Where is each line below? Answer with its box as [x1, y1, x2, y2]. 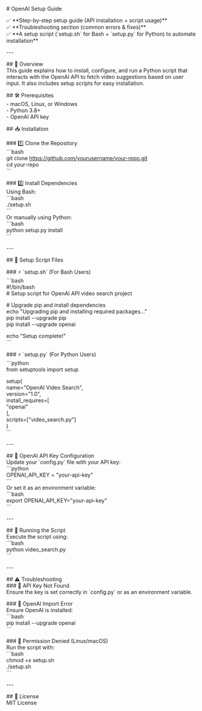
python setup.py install [6, 227, 63, 234]
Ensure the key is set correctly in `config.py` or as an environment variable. [6, 589, 193, 595]
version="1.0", [6, 390, 41, 397]
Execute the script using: [6, 533, 68, 540]
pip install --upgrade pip [6, 315, 67, 321]
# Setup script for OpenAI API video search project [6, 290, 133, 297]
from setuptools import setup [6, 366, 79, 373]
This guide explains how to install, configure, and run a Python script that [6, 67, 188, 74]
